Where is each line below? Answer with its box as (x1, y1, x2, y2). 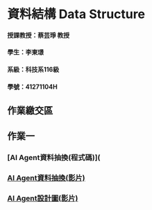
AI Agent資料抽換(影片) (7, 173, 85, 183)
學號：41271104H (7, 82, 58, 91)
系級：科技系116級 (7, 65, 60, 73)
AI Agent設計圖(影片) (7, 193, 78, 203)
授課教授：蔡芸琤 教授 (7, 30, 70, 39)
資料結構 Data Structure (7, 6, 146, 22)
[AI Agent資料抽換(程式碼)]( (7, 153, 101, 163)
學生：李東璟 (7, 48, 44, 56)
